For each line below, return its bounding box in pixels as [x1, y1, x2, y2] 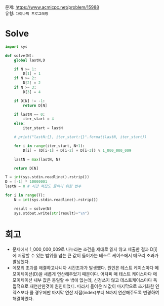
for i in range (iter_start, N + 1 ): [14, 143, 85, 148]
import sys [5, 44, 28, 49]
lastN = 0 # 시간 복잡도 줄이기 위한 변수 [5, 184, 82, 189]
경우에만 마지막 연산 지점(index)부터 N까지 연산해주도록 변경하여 [35, 289, 160, 295]
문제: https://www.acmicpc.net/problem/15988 [5, 4, 100, 10]
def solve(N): [5, 53, 35, 58]
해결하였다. [12, 295, 34, 302]
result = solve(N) [14, 206, 52, 211]
